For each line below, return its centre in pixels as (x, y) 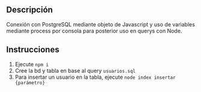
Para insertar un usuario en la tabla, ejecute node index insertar (95, 77)
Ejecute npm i (32, 64)
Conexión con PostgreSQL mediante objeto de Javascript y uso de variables (101, 24)
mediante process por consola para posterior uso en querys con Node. (94, 31)
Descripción (29, 10)
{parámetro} (30, 83)
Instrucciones (33, 50)
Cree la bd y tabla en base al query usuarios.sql (75, 70)
